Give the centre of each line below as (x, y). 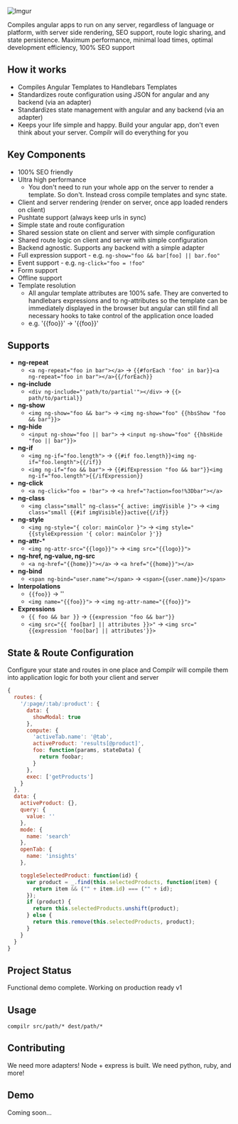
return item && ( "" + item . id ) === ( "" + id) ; (103, 889)
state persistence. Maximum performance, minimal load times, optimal (110, 40)
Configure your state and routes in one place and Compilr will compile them (118, 670)
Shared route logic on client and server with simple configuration (113, 240)
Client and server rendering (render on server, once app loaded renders (123, 202)
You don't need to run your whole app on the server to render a (121, 187)
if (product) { (49, 902)
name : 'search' (49, 836)
